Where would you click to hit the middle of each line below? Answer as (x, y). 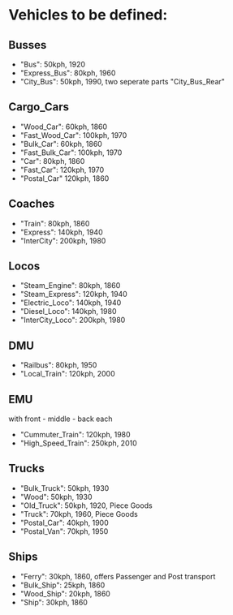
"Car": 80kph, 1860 (52, 161)
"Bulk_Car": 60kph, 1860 (61, 144)
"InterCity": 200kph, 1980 (63, 240)
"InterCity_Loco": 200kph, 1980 (73, 320)
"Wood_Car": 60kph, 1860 (64, 127)
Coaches (32, 204)
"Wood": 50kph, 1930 (56, 497)
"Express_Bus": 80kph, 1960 (68, 73)
